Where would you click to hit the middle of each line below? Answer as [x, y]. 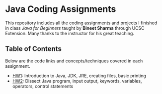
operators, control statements [43, 86]
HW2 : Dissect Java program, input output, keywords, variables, [77, 81]
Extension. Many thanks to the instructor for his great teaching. [70, 33]
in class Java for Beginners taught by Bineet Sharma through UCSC [75, 28]
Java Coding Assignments [61, 9]
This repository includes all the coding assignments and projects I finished [81, 23]
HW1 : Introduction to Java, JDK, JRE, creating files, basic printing [79, 76]
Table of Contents [34, 49]
